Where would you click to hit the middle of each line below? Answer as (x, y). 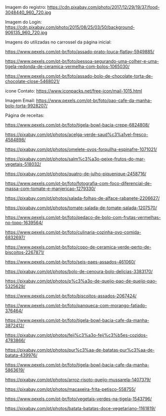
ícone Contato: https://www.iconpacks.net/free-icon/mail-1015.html (74, 91)
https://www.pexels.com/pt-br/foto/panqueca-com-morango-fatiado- (76, 305)
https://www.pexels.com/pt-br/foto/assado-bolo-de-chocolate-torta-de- (79, 76)
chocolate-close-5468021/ (32, 81)
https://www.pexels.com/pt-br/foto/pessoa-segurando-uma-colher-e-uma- (82, 61)
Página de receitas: (25, 115)
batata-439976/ (21, 355)
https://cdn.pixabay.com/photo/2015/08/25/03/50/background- (70, 27)
